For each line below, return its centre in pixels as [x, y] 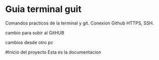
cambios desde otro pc [29, 42]
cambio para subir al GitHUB [35, 32]
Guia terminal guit [43, 9]
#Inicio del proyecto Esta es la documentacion [53, 52]
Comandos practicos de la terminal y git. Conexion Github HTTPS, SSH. [79, 23]
